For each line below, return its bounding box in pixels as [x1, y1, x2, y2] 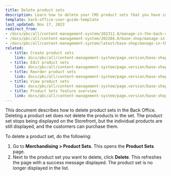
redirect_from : [5, 27, 38, 32]
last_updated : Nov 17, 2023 [5, 21, 65, 27]
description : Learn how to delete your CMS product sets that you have [5, 12, 160, 17]
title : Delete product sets [5, 7, 65, 13]
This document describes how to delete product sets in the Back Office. [5, 107, 156, 113]
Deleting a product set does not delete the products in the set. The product [5, 113, 163, 119]
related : [5, 46, 24, 51]
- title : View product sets [10, 79, 70, 84]
